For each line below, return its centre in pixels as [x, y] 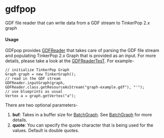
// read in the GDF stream [33, 79]
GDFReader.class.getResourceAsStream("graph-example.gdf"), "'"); [75, 88]
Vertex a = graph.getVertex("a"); [41, 96]
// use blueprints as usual [34, 92]
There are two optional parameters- [41, 105]
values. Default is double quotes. [46, 131]
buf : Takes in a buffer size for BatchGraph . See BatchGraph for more [82, 115]
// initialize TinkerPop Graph [37, 70]
